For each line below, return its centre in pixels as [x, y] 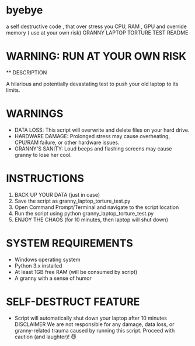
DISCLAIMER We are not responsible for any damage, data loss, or [94, 324]
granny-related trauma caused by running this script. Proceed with [95, 330]
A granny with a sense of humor [53, 278]
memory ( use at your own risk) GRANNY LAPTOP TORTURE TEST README [97, 32]
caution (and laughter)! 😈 [46, 337]
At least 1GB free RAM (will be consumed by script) [76, 272]
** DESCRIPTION [27, 72]
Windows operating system [47, 259]
